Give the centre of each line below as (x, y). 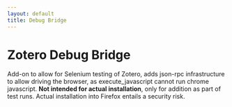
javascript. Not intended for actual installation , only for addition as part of (114, 89)
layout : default (31, 14)
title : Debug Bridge (37, 20)
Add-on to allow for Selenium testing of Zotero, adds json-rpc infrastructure (116, 74)
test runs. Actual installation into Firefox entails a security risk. (96, 97)
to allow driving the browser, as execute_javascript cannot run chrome (108, 82)
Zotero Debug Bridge (69, 55)
